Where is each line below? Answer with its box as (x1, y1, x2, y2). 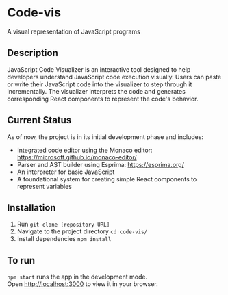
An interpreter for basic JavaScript (16, 168, 115, 176)
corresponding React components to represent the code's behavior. (7, 94, 199, 103)
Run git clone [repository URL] (16, 220, 110, 229)
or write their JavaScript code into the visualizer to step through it (7, 80, 192, 88)
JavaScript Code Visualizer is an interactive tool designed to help (7, 65, 191, 73)
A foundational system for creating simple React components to (16, 175, 197, 183)
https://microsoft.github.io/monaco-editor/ (16, 153, 137, 162)
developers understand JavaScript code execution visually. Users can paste (7, 73, 222, 81)
